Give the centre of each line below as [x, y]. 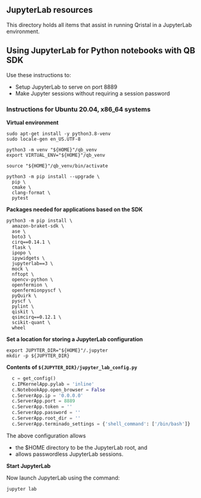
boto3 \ [22, 236]
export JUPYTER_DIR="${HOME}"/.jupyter [57, 350]
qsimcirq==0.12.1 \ [37, 317]
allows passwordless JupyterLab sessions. [69, 454]
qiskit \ [23, 312]
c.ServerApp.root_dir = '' [46, 418]
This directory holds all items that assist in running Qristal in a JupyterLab [99, 25]
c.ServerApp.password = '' [46, 413]
